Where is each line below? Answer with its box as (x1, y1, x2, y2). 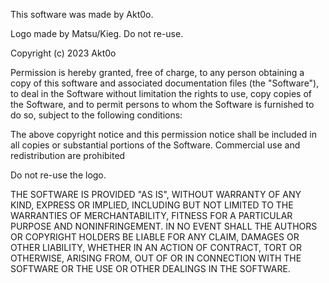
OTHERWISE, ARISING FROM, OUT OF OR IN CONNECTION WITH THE (10, 252, 302, 264)
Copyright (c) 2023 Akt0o (10, 47, 117, 59)
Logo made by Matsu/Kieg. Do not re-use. (10, 28, 184, 39)
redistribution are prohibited (10, 150, 126, 161)
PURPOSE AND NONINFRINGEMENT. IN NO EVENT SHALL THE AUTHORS (10, 220, 318, 232)
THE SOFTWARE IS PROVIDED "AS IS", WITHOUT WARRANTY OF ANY (10, 189, 302, 200)
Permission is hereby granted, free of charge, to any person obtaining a (10, 67, 305, 78)
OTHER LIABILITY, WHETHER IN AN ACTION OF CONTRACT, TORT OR (10, 242, 302, 253)
